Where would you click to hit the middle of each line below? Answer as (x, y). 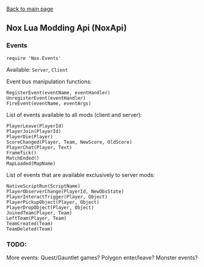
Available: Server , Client (37, 69)
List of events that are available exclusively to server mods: (81, 175)
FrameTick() (21, 152)
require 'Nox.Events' (34, 58)
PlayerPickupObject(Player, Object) (53, 202)
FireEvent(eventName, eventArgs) (49, 103)
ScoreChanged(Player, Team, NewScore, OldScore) (69, 142)
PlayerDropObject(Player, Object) (50, 208)
